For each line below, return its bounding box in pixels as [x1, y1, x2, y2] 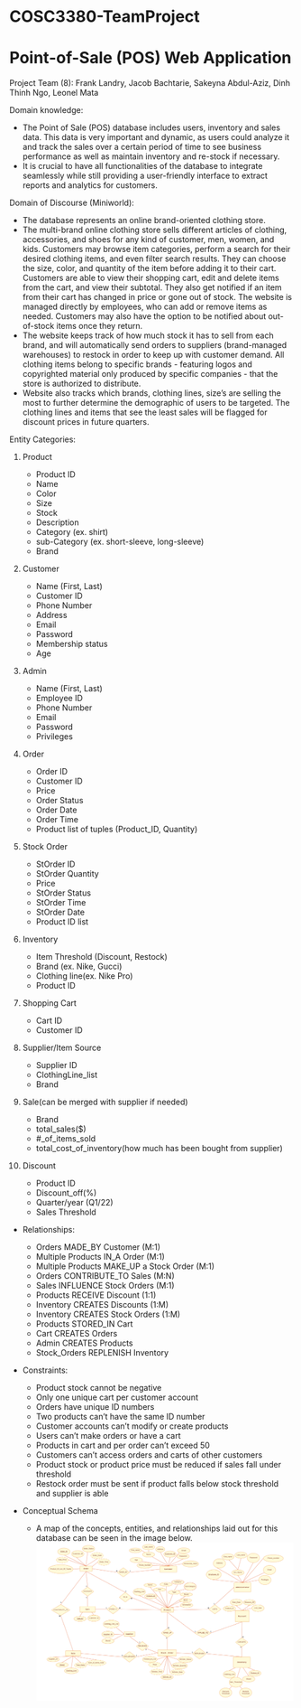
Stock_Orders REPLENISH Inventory [35, 1347, 169, 1358]
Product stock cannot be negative [35, 1383, 162, 1394]
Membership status [35, 639, 108, 650]
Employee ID [35, 693, 84, 704]
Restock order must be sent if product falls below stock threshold [35, 1478, 279, 1489]
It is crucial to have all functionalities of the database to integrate [22, 161, 263, 172]
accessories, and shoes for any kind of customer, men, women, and [22, 234, 275, 245]
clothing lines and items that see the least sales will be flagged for [22, 407, 268, 418]
